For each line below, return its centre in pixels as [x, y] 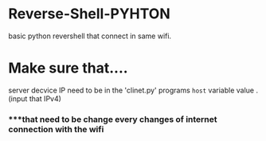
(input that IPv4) [35, 98]
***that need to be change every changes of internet [113, 119]
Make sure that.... [68, 68]
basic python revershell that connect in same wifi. [90, 36]
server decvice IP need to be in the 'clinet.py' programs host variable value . [133, 90]
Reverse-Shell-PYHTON [90, 14]
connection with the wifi [56, 129]
